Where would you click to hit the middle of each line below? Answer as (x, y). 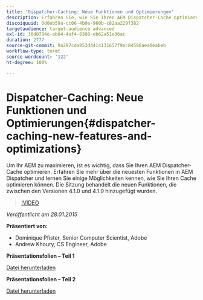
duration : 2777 (25, 40)
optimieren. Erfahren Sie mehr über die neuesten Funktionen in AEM (108, 172)
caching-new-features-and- (79, 136)
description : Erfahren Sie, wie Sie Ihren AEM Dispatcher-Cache (89, 18)
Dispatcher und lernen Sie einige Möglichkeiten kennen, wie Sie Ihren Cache (101, 178)
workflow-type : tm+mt (34, 51)
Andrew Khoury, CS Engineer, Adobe (61, 244)
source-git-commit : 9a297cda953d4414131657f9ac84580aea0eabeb (86, 46)
